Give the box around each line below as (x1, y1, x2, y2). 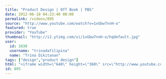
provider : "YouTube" (5, 30, 48, 35)
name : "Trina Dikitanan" (9, 53, 61, 58)
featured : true (5, 26, 37, 30)
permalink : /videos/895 (5, 16, 54, 21)
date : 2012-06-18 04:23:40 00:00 (5, 12, 74, 17)
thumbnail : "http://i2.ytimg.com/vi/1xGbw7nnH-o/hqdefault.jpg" (5, 35, 140, 40)
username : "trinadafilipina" (9, 48, 70, 53)
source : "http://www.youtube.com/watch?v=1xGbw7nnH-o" (5, 21, 121, 26)
